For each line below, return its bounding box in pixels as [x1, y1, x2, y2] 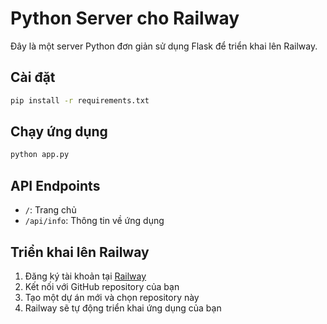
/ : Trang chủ [24, 204, 77, 216]
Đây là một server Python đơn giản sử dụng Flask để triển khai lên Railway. [10, 40, 318, 52]
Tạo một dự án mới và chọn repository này [24, 291, 200, 303]
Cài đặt [10, 69, 56, 86]
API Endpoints [10, 177, 101, 194]
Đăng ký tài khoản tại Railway [24, 270, 147, 282]
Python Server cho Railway [10, 7, 240, 30]
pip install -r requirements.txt [10, 95, 150, 106]
